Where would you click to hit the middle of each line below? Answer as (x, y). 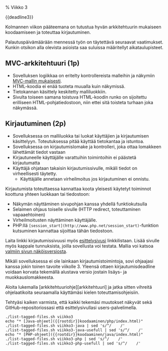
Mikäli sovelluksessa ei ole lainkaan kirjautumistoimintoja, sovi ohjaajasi (79, 261)
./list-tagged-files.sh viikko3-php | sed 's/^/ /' (64, 339)
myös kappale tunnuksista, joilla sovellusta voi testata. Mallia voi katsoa (79, 246)
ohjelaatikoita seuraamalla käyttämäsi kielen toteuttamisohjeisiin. (72, 292)
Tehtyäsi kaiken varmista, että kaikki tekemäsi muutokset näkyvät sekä (79, 302)
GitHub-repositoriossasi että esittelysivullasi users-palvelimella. (71, 308)
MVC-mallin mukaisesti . (37, 81)
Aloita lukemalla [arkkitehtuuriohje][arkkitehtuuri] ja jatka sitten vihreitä (79, 287)
